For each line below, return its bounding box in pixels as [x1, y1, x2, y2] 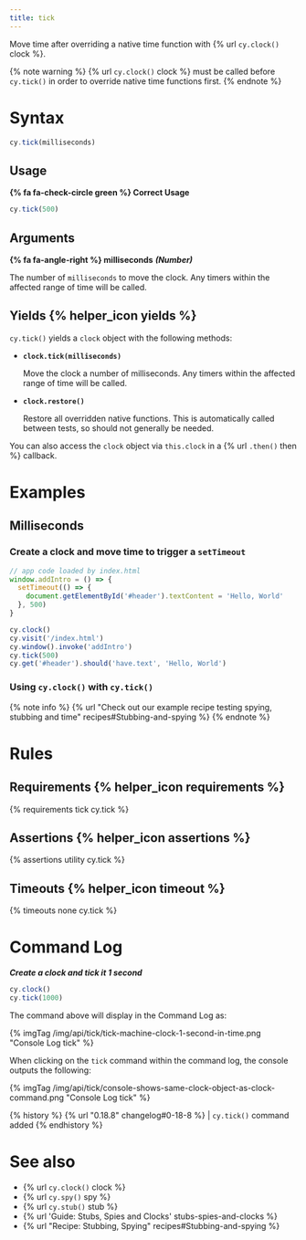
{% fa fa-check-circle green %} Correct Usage [9, 187, 190, 198]
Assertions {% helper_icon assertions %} [9, 830, 251, 846]
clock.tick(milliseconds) [22, 352, 121, 361]
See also [9, 1151, 76, 1172]
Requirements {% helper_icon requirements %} [9, 780, 285, 795]
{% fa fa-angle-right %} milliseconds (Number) [9, 254, 194, 265]
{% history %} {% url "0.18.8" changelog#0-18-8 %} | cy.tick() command [9, 1109, 290, 1120]
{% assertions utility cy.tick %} [9, 855, 125, 866]
